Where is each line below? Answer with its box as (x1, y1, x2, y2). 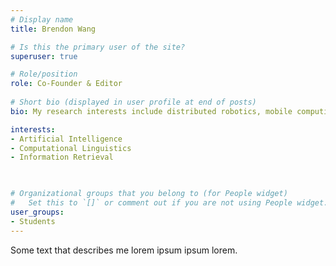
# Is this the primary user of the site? (10, 42, 186, 52)
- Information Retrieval (10, 152, 114, 163)
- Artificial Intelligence (10, 134, 123, 144)
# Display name (10, 14, 74, 25)
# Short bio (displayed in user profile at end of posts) (10, 97, 257, 107)
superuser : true (10, 51, 78, 61)
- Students (10, 216, 56, 226)
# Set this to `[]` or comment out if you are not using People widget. (10, 198, 329, 208)
